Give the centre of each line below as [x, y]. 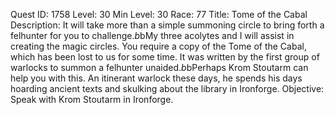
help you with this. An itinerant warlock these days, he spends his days [156, 78]
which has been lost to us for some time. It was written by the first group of [165, 57]
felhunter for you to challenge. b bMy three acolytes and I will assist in [152, 35]
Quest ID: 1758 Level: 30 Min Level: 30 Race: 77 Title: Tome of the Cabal [159, 14]
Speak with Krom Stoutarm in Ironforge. [92, 99]
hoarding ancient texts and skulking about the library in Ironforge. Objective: [167, 88]
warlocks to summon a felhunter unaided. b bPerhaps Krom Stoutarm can [159, 67]
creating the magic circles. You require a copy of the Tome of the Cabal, [158, 46]
